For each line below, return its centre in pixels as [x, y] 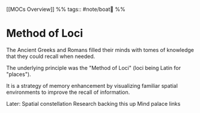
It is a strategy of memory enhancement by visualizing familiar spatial [92, 85]
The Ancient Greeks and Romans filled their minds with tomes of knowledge [100, 50]
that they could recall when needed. [51, 56]
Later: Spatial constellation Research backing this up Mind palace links [93, 103]
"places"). [19, 74]
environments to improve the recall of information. [68, 92]
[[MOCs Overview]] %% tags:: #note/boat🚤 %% [66, 9]
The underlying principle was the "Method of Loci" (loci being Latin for [94, 68]
